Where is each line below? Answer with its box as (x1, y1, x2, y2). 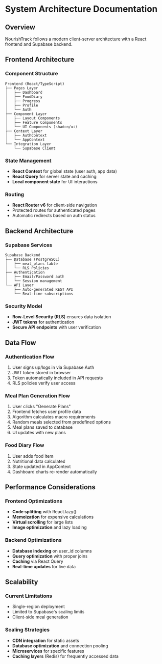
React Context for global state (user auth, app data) (12, 168, 117, 174)
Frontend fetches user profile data (12, 409, 81, 415)
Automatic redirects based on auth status (12, 213, 96, 219)
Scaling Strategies (5, 626, 50, 633)
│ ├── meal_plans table (5, 261, 58, 266)
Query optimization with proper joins (12, 553, 88, 559)
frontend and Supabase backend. (5, 41, 72, 47)
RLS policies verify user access (12, 380, 76, 386)
